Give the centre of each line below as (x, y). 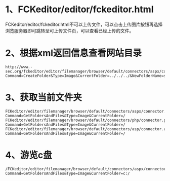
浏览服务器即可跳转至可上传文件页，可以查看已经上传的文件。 (70, 30)
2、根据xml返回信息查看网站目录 (74, 53)
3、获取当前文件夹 (44, 98)
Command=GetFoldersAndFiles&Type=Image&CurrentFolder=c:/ (68, 173)
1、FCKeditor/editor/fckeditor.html (79, 9)
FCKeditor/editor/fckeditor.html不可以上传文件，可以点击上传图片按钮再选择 (84, 24)
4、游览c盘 (29, 155)
